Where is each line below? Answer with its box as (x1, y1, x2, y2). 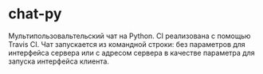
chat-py (8, 5, 62, 23)
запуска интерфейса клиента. (8, 56, 110, 66)
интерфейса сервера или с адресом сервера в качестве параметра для (8, 48, 255, 57)
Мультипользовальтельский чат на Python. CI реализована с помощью (8, 31, 251, 41)
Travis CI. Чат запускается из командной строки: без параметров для (8, 39, 245, 49)
